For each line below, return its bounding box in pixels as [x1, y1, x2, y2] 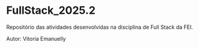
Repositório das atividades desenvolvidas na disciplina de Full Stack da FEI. [6, 23, 194, 31]
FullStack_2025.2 [6, 4, 96, 17]
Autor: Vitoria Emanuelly [6, 35, 66, 42]
